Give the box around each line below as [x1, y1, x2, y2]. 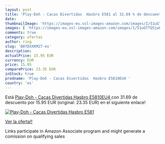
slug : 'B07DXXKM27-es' [5, 44, 52, 49]
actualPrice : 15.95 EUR [5, 53, 54, 58]
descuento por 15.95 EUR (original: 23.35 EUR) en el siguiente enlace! [5, 99, 146, 105]
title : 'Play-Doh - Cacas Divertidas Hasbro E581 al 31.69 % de [5, 12, 141, 17]
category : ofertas [5, 35, 43, 40]
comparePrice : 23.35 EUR [5, 67, 56, 72]
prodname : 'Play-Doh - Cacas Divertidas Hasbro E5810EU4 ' [5, 76, 131, 81]
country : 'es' [5, 80, 34, 85]
